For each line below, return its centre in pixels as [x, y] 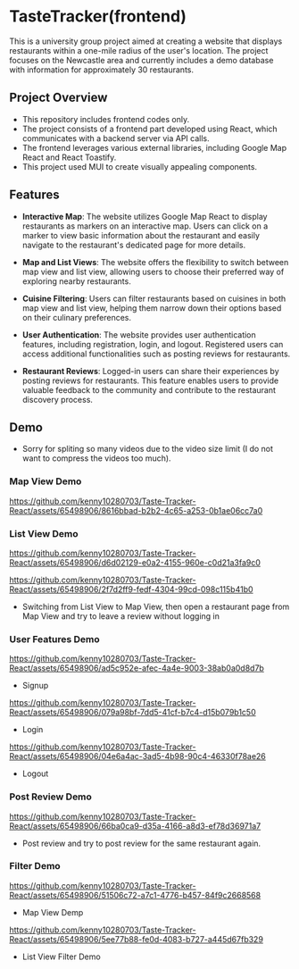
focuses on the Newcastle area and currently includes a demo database [141, 60]
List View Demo [44, 533]
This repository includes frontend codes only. [106, 119]
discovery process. [58, 399]
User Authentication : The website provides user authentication [139, 334]
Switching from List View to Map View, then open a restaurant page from [156, 606]
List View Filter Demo [61, 956]
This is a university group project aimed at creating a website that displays [146, 41]
